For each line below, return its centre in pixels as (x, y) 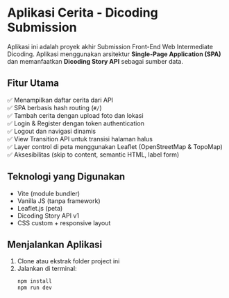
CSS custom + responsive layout (64, 222)
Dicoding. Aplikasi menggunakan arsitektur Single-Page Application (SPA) (114, 54)
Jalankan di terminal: (47, 269)
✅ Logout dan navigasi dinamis (52, 131)
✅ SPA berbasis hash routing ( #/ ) (54, 107)
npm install (34, 281)
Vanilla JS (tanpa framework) (59, 201)
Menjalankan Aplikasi (55, 244)
